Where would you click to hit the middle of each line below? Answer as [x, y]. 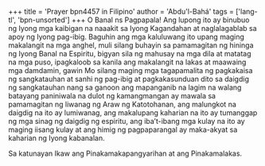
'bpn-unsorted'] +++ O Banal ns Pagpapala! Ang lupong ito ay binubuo [133, 20]
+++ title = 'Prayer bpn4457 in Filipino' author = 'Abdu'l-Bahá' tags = [121, 12]
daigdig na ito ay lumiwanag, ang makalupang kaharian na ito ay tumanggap [133, 113]
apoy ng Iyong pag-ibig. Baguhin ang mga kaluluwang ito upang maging [127, 37]
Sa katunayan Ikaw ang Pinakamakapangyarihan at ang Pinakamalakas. [125, 153]
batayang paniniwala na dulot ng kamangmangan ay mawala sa [112, 96]
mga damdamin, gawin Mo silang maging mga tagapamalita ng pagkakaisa [131, 70]
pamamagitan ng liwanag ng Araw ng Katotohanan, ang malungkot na [123, 104]
